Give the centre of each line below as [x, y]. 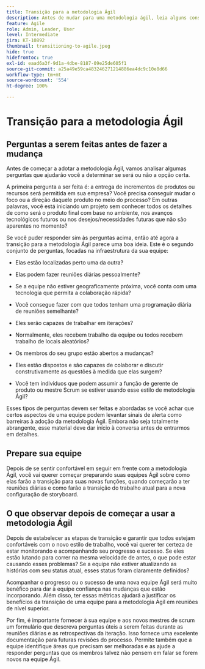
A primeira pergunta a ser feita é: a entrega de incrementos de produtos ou [101, 187]
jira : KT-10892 [26, 40]
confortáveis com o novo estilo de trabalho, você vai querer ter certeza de [100, 544]
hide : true [20, 52]
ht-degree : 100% [27, 86]
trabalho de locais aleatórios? [52, 341]
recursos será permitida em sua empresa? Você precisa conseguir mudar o [101, 193]
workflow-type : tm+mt [34, 75]
